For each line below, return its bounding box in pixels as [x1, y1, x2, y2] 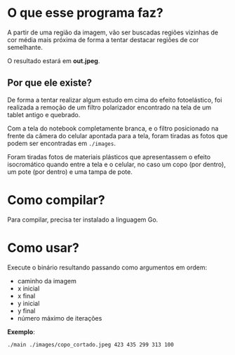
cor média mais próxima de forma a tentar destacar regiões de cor [7, 35, 199, 43]
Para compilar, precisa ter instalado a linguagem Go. [7, 215, 159, 224]
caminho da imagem [17, 276, 77, 285]
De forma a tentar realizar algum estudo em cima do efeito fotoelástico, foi [7, 95, 222, 104]
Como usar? [7, 240, 79, 255]
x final [17, 291, 36, 300]
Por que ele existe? [7, 77, 93, 89]
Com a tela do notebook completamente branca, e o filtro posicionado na [7, 124, 219, 133]
